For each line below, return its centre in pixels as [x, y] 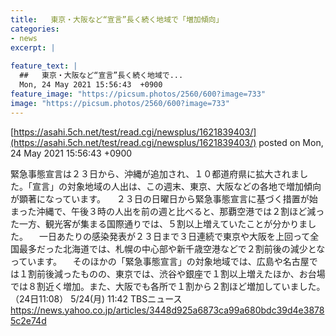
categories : [35, 29]
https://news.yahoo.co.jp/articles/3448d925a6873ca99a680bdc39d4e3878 [167, 310]
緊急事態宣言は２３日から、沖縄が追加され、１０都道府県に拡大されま [155, 173]
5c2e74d [28, 320]
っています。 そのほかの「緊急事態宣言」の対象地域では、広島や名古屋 [160, 261]
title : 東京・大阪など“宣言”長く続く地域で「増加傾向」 [117, 19]
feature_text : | [44, 66]
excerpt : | [33, 47]
